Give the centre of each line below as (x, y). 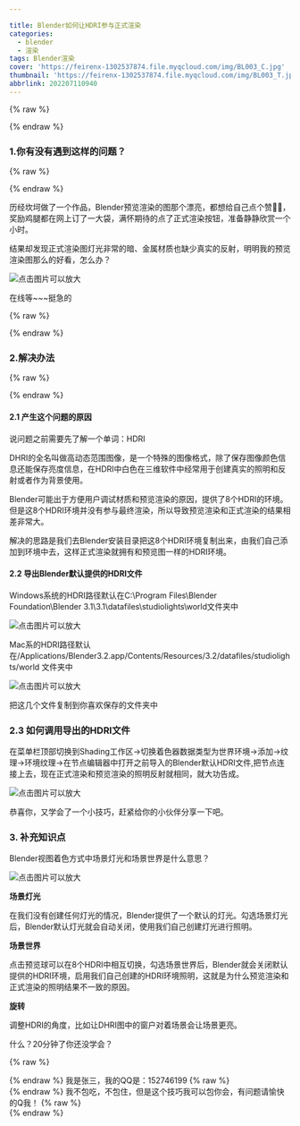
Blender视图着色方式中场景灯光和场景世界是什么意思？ (109, 858)
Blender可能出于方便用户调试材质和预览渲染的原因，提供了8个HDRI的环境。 (149, 499)
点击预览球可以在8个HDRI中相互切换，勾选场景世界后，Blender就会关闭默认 (149, 965)
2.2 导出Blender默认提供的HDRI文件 (76, 574)
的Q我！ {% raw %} (46, 1103)
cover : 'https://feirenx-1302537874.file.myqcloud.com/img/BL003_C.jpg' (147, 67)
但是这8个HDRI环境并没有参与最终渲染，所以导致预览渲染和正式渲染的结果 (146, 510)
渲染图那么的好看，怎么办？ (60, 260)
